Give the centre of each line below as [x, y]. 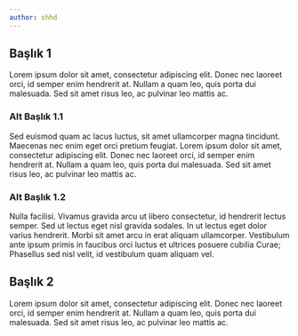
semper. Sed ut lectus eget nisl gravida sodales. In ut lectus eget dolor [138, 226]
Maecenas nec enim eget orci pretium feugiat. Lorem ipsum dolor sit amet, [146, 145]
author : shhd [33, 17]
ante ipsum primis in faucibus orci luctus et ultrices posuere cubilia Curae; [145, 244]
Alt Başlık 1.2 [38, 196]
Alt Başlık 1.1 [36, 116]
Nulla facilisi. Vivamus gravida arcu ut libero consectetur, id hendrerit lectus [148, 216]
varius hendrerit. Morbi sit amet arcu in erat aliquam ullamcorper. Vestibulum [149, 236]
